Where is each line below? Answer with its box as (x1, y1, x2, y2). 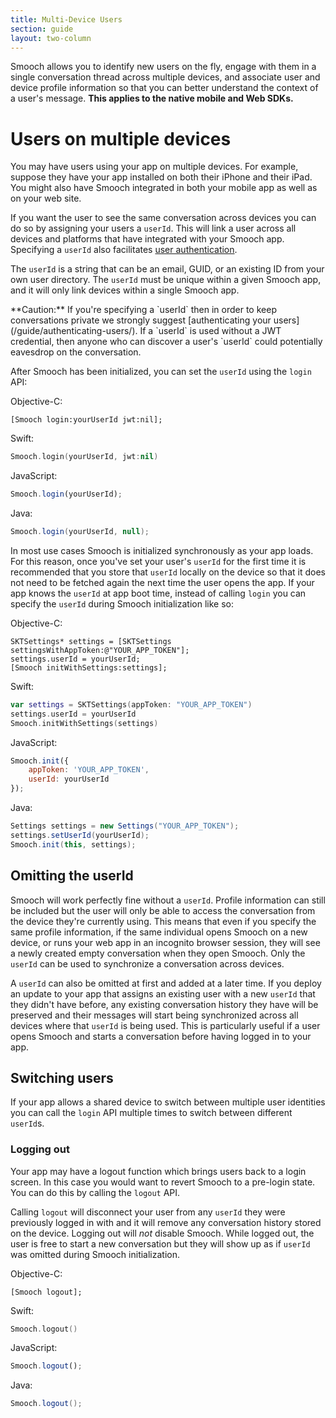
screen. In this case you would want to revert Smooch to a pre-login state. (10, 1176, 316, 1188)
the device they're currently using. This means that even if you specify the (10, 915, 317, 927)
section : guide (10, 24, 74, 34)
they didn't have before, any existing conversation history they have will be (10, 998, 319, 1010)
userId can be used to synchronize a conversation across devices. (10, 957, 285, 970)
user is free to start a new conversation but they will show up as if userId (10, 1237, 311, 1250)
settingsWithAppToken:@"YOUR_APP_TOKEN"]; (10, 645, 190, 655)
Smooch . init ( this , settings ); (10, 839, 137, 850)
